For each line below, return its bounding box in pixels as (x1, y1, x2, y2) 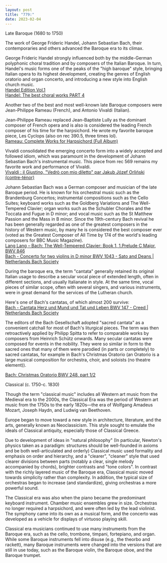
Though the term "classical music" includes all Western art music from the (5, 391, 158, 397)
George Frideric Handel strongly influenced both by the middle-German (5, 55, 152, 61)
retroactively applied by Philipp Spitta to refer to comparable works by (5, 330, 149, 336)
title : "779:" (5, 12, 35, 17)
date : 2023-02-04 (5, 17, 41, 22)
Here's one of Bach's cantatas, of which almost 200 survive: (5, 299, 130, 305)
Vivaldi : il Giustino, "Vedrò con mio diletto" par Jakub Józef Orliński (5, 169, 145, 175)
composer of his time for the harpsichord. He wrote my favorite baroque (5, 128, 154, 134)
